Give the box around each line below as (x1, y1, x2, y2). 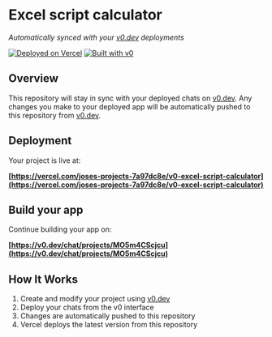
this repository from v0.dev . (8, 110, 101, 120)
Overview (8, 71, 59, 86)
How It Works (8, 272, 79, 286)
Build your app (8, 203, 84, 216)
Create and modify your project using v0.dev (19, 294, 171, 304)
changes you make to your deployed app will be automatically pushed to (8, 101, 251, 111)
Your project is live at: (8, 156, 81, 165)
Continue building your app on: (8, 224, 112, 234)
